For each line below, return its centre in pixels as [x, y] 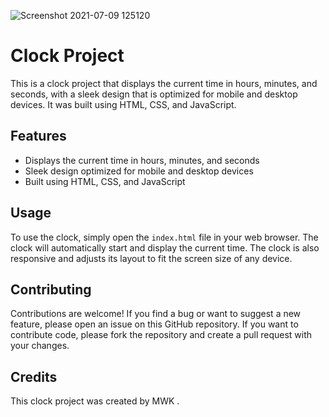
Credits [34, 376]
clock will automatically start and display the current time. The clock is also [165, 247]
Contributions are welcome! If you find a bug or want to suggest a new [156, 314]
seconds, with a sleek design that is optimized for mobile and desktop [154, 94]
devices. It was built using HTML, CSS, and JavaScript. [123, 104]
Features [38, 136]
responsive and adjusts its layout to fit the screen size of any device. [151, 258]
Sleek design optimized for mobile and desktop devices [139, 171]
